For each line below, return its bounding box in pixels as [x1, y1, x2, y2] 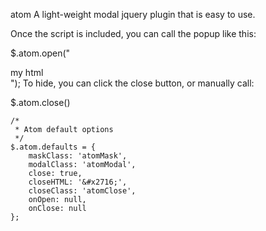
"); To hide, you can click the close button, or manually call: [10, 77, 255, 89]
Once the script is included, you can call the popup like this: [10, 28, 257, 39]
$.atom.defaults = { [10, 142, 97, 152]
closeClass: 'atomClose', [28, 186, 137, 196]
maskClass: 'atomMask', [28, 151, 128, 161]
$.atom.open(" [10, 47, 71, 59]
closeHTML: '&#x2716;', [28, 177, 128, 187]
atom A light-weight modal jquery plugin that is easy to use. [10, 9, 256, 20]
